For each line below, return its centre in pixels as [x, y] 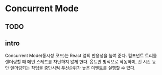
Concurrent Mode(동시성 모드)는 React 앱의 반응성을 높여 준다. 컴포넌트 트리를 [81, 56]
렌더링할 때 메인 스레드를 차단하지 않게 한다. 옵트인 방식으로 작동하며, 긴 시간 [78, 62]
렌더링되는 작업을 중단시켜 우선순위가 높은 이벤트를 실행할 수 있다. [73, 68]
